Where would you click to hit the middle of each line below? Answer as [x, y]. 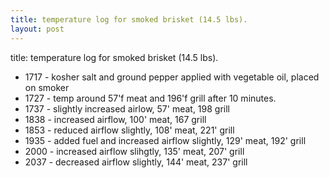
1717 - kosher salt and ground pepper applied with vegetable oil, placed [172, 77]
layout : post [37, 29]
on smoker [47, 87]
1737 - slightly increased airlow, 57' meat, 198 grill [127, 108]
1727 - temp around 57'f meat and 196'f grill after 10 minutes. [150, 98]
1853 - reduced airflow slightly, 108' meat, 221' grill [129, 130]
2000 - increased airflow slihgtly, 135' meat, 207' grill [134, 151]
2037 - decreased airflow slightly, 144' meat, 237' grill [136, 162]
